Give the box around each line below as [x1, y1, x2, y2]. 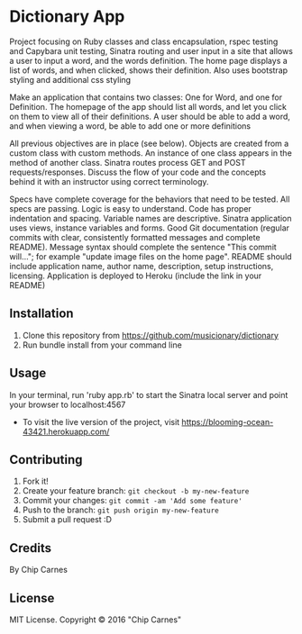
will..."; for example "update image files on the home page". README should [9, 250, 292, 262]
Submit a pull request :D [22, 514, 113, 525]
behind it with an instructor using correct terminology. [9, 176, 209, 186]
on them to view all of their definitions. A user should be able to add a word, [9, 111, 291, 122]
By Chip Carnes [9, 565, 68, 575]
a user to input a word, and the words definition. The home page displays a [9, 55, 288, 66]
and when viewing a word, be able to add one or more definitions [9, 120, 252, 131]
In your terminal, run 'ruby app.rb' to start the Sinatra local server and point [9, 389, 288, 400]
